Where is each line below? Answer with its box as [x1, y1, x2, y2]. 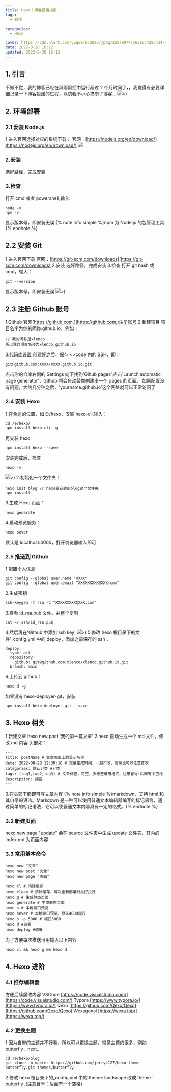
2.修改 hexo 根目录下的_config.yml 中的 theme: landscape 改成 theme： [5, 1075, 155, 1081]
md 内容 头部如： [11, 739, 47, 745]
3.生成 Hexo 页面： [5, 499, 45, 505]
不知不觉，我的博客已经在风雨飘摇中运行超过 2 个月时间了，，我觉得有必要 [5, 84, 160, 90]
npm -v [5, 210, 19, 215]
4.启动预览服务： [5, 519, 41, 525]
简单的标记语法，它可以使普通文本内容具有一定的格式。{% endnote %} [9, 803, 158, 809]
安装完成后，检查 [5, 454, 41, 461]
